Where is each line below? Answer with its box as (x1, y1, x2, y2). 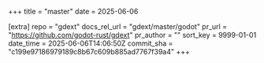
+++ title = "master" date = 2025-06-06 (8, 7, 139, 16)
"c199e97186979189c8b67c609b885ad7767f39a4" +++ (8, 47, 191, 56)
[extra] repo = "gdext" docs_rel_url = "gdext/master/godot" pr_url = (8, 22, 227, 31)
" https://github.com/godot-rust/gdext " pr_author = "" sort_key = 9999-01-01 (8, 31, 257, 39)
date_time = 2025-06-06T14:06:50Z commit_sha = (8, 39, 173, 48)
